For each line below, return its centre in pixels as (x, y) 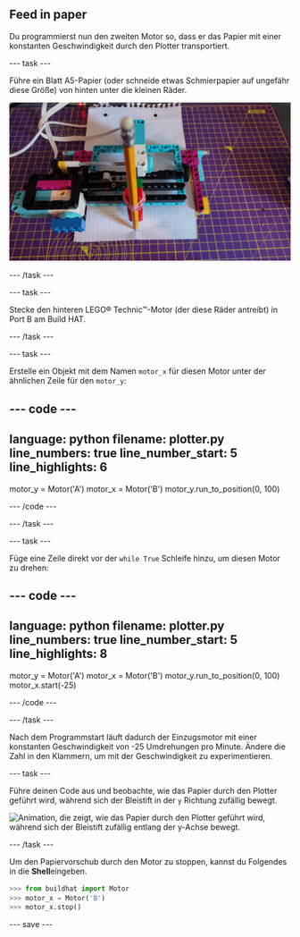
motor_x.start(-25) (43, 685)
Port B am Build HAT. (48, 319)
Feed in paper (48, 15)
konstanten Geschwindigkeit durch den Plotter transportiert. (120, 46)
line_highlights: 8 (58, 654)
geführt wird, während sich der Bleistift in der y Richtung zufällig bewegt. (143, 800)
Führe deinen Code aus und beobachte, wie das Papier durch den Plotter (143, 790)
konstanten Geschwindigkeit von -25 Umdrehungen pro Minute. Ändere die (147, 747)
